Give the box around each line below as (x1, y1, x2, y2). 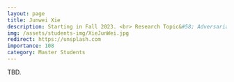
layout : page (7, 10, 45, 17)
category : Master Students (7, 49, 86, 56)
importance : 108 (7, 42, 54, 49)
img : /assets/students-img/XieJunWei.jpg (7, 29, 130, 37)
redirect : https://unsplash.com (7, 36, 101, 43)
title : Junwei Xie (7, 17, 61, 24)
